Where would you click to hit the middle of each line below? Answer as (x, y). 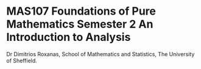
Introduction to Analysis (69, 37)
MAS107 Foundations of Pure (81, 11)
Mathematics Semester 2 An (80, 24)
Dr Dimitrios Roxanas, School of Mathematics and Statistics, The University (100, 54)
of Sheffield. (22, 60)
